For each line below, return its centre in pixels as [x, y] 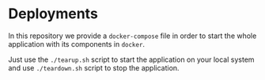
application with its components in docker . [76, 44]
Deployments [53, 14]
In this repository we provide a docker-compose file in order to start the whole [132, 36]
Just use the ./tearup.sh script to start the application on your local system [131, 59]
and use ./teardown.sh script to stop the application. [94, 67]
